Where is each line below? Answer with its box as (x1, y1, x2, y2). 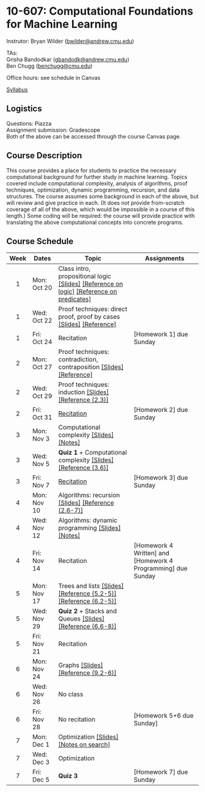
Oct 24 (32, 337, 52, 346)
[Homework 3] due (134, 473, 189, 482)
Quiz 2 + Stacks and (58, 607, 117, 616)
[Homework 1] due (134, 330, 189, 339)
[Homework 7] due (134, 768, 189, 776)
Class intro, (58, 264, 91, 273)
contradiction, (58, 355, 98, 364)
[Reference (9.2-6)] (58, 669, 117, 677)
